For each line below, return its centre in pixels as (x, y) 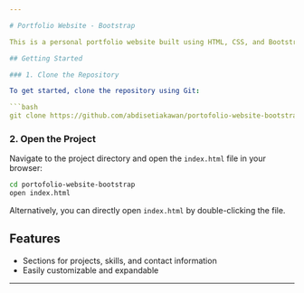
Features (35, 239)
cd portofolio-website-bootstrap (72, 185)
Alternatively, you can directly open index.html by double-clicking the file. (147, 211)
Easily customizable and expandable (90, 270)
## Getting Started (46, 58)
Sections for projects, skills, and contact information (119, 260)
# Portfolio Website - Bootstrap (72, 25)
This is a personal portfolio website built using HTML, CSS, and (137, 42)
